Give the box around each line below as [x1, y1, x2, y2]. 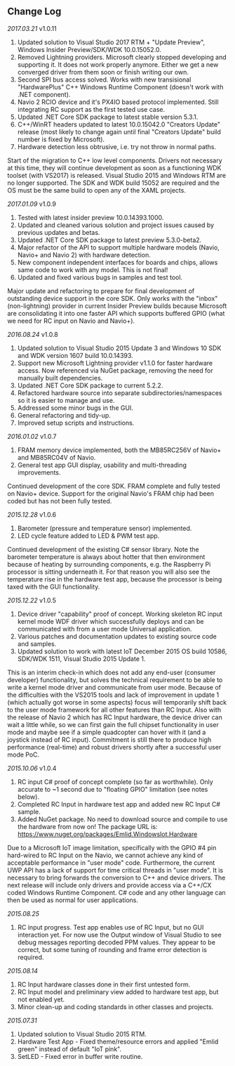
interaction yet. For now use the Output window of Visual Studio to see [17, 930, 222, 939]
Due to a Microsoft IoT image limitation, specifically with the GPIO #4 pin [7, 843, 217, 852]
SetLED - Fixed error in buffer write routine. [17, 1052, 143, 1060]
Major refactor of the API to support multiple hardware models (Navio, [17, 243, 220, 252]
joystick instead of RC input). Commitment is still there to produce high [7, 735, 212, 744]
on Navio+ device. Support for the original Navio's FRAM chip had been [7, 489, 214, 498]
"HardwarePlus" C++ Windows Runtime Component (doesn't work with [17, 82, 224, 91]
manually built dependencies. [17, 373, 103, 382]
